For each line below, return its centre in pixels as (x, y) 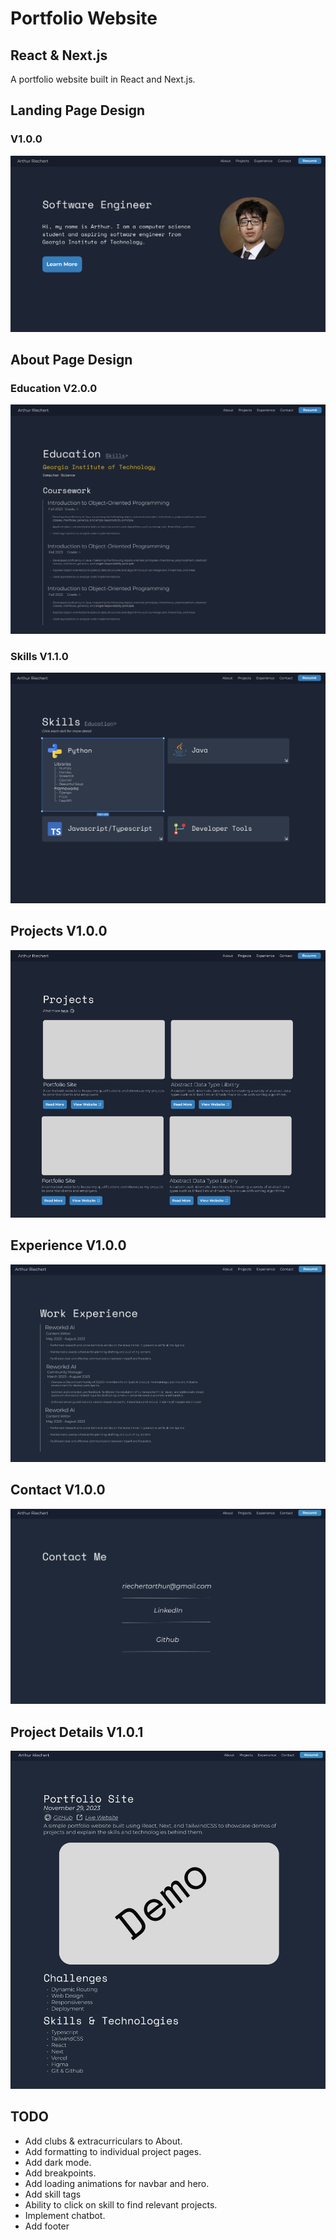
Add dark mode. (58, 2162)
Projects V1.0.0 (59, 931)
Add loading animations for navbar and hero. (117, 2183)
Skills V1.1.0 (39, 656)
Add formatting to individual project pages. (113, 2151)
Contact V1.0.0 (58, 1490)
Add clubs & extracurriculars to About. (103, 2141)
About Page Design (71, 360)
